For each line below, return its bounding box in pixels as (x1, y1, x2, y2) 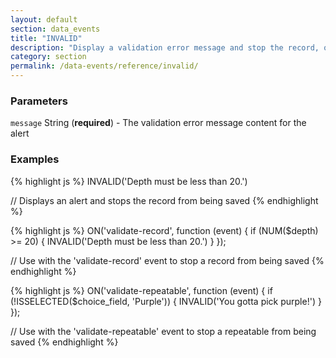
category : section (10, 52, 87, 62)
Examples (10, 152, 60, 166)
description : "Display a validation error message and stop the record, (10, 42, 320, 53)
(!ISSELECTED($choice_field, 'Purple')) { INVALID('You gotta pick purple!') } (10, 295, 322, 307)
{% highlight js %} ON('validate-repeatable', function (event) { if (10, 284, 273, 296)
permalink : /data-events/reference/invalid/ (10, 61, 199, 71)
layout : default (10, 14, 78, 25)
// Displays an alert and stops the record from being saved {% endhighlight (10, 194, 319, 206)
